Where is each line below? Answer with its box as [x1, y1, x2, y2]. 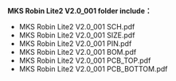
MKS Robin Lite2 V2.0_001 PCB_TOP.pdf [18, 56, 151, 65]
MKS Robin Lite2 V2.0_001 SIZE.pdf [18, 30, 135, 40]
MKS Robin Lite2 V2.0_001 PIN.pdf [18, 39, 132, 48]
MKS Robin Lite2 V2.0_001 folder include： [7, 6, 152, 15]
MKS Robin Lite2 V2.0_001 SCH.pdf [18, 22, 135, 31]
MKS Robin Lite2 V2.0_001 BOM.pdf [18, 48, 137, 56]
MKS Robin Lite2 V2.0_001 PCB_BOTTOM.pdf [18, 64, 168, 73]
